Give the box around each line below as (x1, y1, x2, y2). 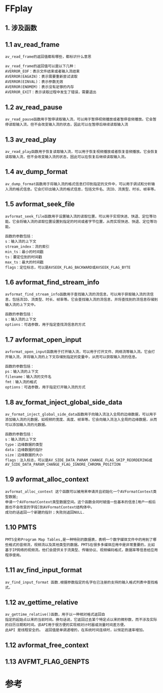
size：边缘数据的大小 (5, 453, 43, 457)
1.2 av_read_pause (5, 103, 62, 111)
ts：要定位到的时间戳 (5, 255, 42, 260)
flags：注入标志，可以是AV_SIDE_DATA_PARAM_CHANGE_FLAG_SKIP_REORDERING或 (5, 458, 153, 463)
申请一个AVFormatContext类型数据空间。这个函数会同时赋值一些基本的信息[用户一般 (5, 499, 152, 504)
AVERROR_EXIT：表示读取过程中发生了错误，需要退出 (5, 90, 96, 95)
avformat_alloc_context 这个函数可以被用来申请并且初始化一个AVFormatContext (5, 489, 153, 494)
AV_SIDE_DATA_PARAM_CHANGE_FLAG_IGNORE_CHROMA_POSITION (5, 462, 121, 467)
